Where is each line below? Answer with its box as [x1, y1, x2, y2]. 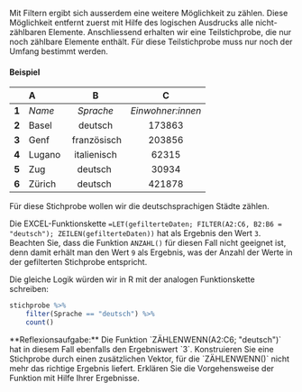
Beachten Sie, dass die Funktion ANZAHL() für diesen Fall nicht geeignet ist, [9, 238, 287, 249]
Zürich [28, 178, 57, 190]
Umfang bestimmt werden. [9, 46, 108, 57]
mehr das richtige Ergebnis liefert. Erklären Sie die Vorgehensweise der [9, 362, 275, 373]
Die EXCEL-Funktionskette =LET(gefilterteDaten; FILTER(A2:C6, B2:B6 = [9, 218, 282, 229]
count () [25, 317, 54, 327]
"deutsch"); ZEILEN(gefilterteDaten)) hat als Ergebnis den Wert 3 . [9, 228, 261, 239]
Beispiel [9, 67, 41, 77]
